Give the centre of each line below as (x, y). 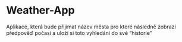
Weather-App (41, 10)
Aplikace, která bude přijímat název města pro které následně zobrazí (91, 27)
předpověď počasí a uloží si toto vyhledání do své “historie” (79, 33)
